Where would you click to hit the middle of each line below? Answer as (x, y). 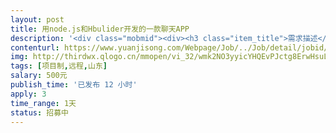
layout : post (37, 19)
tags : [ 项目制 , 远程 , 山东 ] (59, 66)
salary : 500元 (39, 76)
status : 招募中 (39, 112)
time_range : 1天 (43, 103)
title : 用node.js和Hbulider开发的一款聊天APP (100, 29)
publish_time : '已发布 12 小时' (74, 85)
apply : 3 (28, 94)
